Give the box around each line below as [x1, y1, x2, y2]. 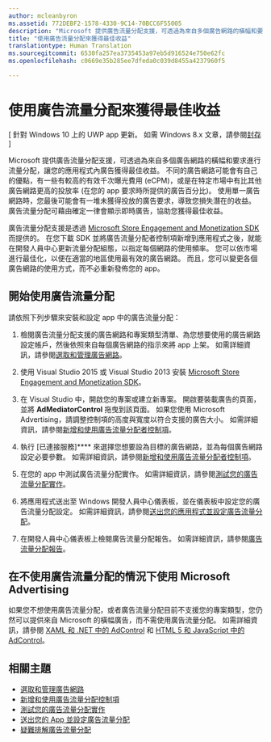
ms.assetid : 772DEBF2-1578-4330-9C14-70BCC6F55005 [8, 19, 182, 27]
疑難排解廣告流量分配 [19, 725, 91, 735]
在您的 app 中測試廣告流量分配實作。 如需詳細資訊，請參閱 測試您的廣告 [19, 469, 258, 479]
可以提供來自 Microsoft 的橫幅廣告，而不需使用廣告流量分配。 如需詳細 [15, 615, 252, 625]
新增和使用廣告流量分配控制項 [19, 694, 119, 704]
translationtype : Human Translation [8, 42, 131, 50]
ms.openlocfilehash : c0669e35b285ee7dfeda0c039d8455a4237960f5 [8, 57, 226, 65]
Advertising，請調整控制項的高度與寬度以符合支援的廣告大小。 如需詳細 [19, 414, 258, 424]
